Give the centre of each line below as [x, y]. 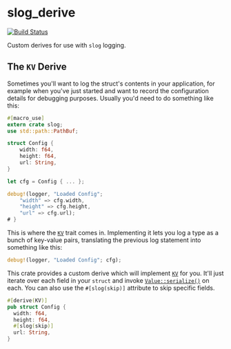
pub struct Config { [37, 307]
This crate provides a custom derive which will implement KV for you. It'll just [115, 273]
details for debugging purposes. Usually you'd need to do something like [110, 98]
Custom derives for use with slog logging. [67, 45]
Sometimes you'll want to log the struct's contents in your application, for [111, 83]
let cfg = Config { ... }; [46, 181]
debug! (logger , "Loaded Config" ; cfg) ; [64, 260]
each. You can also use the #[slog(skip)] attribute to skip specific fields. [111, 288]
